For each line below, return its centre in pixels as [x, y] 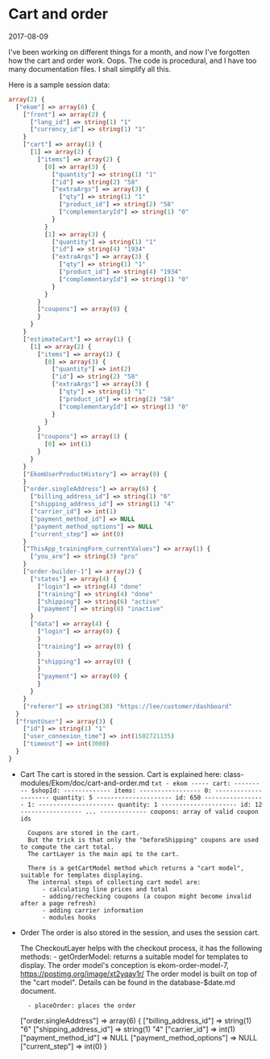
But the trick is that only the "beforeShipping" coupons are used [143, 840]
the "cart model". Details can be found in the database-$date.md [128, 982]
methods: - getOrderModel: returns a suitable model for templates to [134, 957]
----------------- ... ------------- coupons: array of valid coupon [139, 812]
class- [233, 774]
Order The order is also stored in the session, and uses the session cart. [139, 932]
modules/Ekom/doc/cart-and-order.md [85, 783]
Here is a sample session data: [59, 85]
